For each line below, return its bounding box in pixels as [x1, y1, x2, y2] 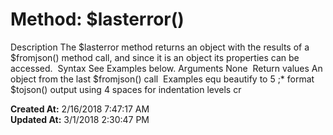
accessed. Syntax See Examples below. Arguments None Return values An [10, 62, 323, 74]
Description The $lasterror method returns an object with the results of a [10, 41, 310, 53]
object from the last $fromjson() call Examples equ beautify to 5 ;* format [10, 73, 315, 85]
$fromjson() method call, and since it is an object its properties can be [10, 51, 300, 63]
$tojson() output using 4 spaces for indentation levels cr [10, 83, 242, 95]
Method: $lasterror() [10, 8, 185, 31]
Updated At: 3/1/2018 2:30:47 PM [10, 113, 150, 125]
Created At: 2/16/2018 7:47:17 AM [10, 103, 150, 115]
